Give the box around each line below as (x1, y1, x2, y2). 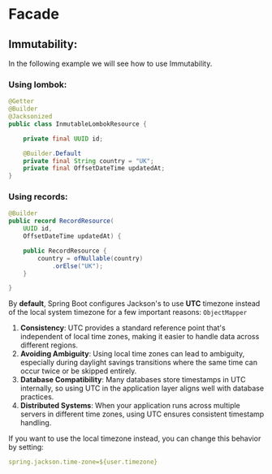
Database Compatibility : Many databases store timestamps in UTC (19, 375, 246, 385)
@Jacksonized (8, 113, 53, 121)
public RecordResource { (23, 247, 107, 255)
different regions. (19, 340, 79, 350)
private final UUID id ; (23, 135, 104, 143)
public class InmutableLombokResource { (8, 119, 148, 128)
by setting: (8, 442, 45, 452)
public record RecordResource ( (8, 217, 114, 226)
